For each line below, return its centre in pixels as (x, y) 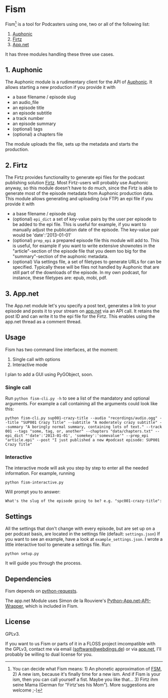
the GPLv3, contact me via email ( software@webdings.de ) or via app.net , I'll (83, 649)
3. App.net (22, 294)
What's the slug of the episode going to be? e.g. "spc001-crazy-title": (84, 501)
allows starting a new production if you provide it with (60, 87)
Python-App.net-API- (129, 601)
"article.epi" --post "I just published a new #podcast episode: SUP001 (82, 440)
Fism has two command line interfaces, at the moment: (62, 350)
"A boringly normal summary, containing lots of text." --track (94, 427)
